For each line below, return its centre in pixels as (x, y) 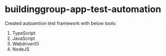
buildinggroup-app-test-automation (83, 9)
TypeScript (24, 33)
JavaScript (23, 38)
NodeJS (21, 49)
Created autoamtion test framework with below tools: (61, 23)
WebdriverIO (26, 43)
